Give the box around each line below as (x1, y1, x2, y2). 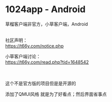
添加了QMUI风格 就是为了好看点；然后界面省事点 (5, 91, 107, 97)
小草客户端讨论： (5, 53, 41, 59)
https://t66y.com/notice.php (5, 43, 64, 49)
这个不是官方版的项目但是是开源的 (5, 80, 76, 86)
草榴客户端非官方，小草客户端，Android (5, 21, 88, 27)
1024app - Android (5, 4, 86, 15)
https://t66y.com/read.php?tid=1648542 (5, 59, 89, 65)
